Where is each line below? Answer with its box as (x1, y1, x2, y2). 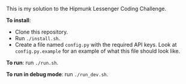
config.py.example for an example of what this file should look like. (14, 47, 181, 55)
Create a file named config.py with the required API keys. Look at (14, 41, 177, 48)
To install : (6, 17, 31, 23)
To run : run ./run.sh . (6, 59, 59, 66)
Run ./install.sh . (14, 35, 61, 41)
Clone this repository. (14, 28, 68, 35)
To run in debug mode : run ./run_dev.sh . (6, 71, 109, 77)
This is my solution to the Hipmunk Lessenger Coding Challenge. (6, 5, 167, 12)
